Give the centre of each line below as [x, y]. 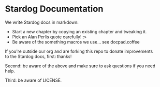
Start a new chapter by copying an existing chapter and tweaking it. [79, 31]
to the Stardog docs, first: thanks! [38, 56]
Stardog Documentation [54, 9]
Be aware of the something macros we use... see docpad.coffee [76, 42]
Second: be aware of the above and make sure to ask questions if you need [80, 66]
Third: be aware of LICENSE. [33, 80]
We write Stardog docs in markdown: [42, 22]
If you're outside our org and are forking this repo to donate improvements [79, 51]
